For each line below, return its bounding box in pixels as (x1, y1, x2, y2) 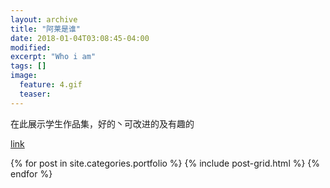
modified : (10, 42, 52, 53)
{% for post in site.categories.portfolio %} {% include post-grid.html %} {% (10, 157, 321, 169)
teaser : (19, 89, 52, 99)
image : (10, 71, 38, 81)
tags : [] (10, 61, 47, 71)
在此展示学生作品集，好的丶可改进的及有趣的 (10, 117, 195, 130)
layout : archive (10, 14, 78, 25)
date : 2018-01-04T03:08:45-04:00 (10, 33, 150, 43)
